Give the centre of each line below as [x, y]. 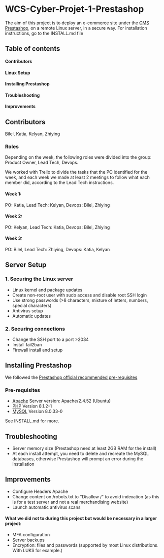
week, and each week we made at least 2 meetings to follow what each [78, 177]
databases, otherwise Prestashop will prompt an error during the [78, 459]
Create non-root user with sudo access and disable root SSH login [80, 295]
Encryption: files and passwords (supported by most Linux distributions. [85, 545]
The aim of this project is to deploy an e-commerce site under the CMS [77, 23]
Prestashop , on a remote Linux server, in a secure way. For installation [76, 28]
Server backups [28, 540]
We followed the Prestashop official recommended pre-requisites [71, 377]
